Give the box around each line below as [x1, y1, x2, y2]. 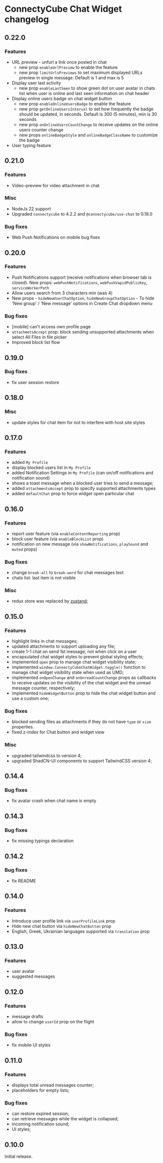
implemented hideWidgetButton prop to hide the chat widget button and [11, 690, 156, 696]
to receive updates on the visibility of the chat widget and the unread [11, 680, 151, 686]
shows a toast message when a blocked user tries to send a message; [11, 480, 154, 486]
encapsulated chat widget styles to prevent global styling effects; [11, 654, 144, 660]
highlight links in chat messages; [11, 638, 78, 644]
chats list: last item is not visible [11, 575, 76, 581]
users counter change [19, 126, 64, 133]
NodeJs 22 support [11, 206, 51, 212]
